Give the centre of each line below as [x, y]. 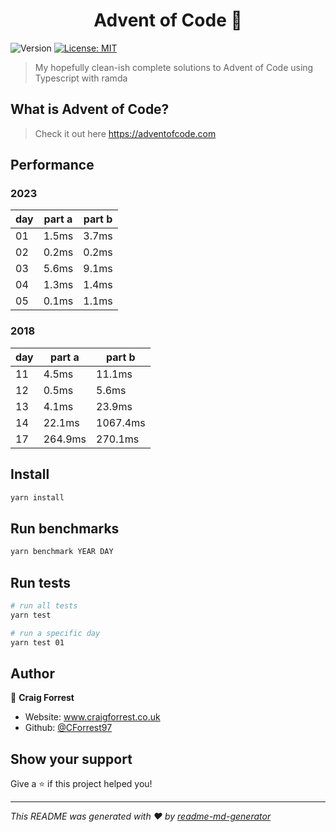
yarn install [37, 497]
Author [32, 673]
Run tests [40, 582]
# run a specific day [55, 633]
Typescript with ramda [81, 78]
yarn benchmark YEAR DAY [62, 552]
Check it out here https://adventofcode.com [125, 133]
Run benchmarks [65, 528]
